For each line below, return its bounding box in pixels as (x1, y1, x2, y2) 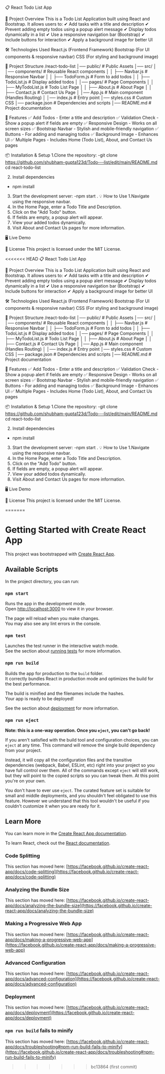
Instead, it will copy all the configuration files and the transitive (5, 757, 132, 763)
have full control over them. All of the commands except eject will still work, (5, 767, 160, 773)
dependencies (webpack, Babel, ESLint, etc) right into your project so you (5, 762, 155, 768)
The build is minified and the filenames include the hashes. (5, 690, 125, 696)
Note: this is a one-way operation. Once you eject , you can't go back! (5, 727, 150, 733)
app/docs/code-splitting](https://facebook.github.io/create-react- (5, 869, 139, 875)
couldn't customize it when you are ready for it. (5, 803, 101, 809)
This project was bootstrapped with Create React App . (5, 551, 116, 557)
